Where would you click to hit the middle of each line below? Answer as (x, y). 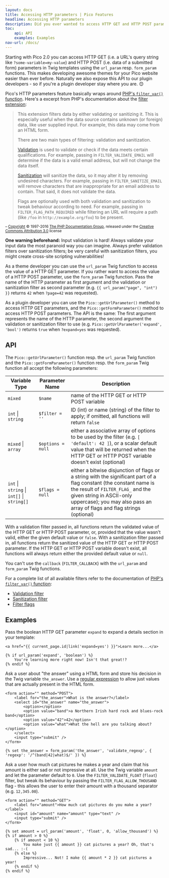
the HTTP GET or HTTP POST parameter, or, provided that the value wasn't (83, 532)
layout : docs (19, 10)
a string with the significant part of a (113, 477)
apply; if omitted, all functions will (110, 416)
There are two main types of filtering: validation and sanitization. (84, 140)
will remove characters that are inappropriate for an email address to (89, 186)
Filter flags (24, 604)
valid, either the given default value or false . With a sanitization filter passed (84, 537)
